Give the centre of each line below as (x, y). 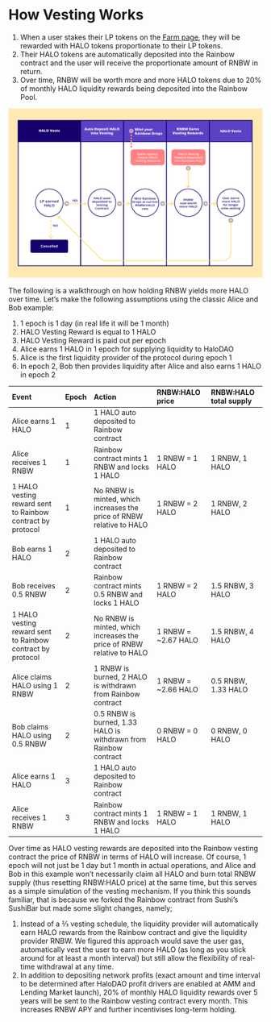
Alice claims (32, 677)
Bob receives (33, 586)
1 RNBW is (112, 668)
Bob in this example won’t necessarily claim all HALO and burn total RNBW (132, 874)
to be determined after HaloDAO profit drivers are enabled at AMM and (138, 984)
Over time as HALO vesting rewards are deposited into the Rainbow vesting (133, 849)
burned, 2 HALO (121, 677)
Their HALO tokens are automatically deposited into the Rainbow (127, 54)
